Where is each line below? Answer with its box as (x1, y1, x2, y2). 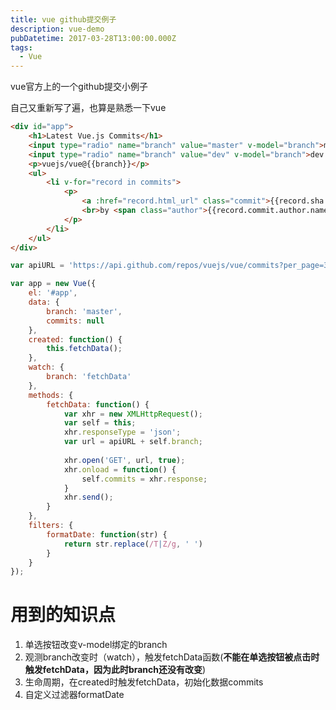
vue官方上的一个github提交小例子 (10, 81, 148, 93)
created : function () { (28, 334, 123, 345)
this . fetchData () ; (46, 344, 123, 354)
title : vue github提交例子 (10, 14, 117, 25)
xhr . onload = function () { (63, 464, 177, 475)
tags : (10, 42, 33, 53)
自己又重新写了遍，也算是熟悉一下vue (10, 102, 167, 114)
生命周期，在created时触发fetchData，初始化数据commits (24, 676, 264, 688)
